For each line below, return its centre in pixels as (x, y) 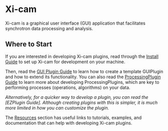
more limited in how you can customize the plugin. (57, 108)
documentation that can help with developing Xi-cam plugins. (69, 123)
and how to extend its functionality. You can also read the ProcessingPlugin (83, 77)
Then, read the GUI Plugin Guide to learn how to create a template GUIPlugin (84, 71)
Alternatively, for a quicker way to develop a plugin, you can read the (77, 97)
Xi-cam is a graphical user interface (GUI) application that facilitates (75, 23)
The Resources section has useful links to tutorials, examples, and (73, 117)
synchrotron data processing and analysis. (49, 28)
